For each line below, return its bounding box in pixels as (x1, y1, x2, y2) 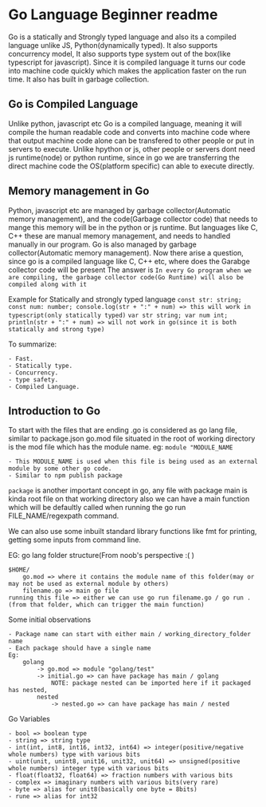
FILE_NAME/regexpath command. (8, 511, 119, 520)
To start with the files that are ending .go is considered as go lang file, (8, 425, 237, 435)
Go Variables (8, 714, 50, 724)
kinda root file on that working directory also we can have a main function (8, 494, 250, 504)
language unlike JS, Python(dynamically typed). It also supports (8, 40, 218, 49)
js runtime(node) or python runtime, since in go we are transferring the (8, 152, 241, 162)
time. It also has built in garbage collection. (8, 74, 150, 84)
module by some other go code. (8, 465, 112, 473)
